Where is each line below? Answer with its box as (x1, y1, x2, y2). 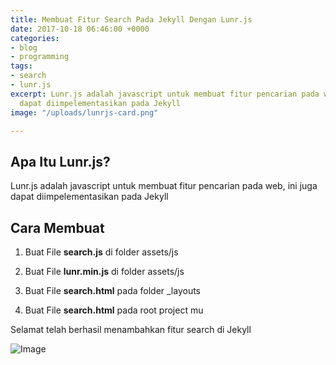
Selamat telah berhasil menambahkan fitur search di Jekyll (10, 324, 252, 335)
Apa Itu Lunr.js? (10, 153, 111, 170)
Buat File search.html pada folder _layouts (24, 285, 202, 296)
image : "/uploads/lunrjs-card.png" (10, 107, 159, 118)
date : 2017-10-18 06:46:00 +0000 (10, 24, 150, 34)
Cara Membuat (10, 219, 105, 236)
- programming (10, 52, 70, 62)
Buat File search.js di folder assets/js (24, 246, 179, 258)
